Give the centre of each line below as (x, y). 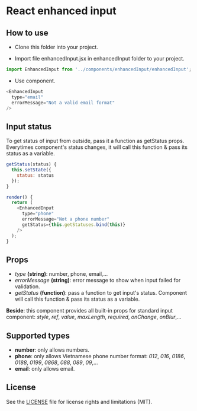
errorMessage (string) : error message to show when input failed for (98, 281)
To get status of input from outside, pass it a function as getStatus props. (95, 141)
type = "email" (28, 97)
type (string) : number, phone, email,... (61, 274)
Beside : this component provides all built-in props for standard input (90, 311)
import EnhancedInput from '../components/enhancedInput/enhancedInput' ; (99, 69)
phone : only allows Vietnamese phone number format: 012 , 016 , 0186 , (100, 356)
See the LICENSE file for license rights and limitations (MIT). (79, 402)
